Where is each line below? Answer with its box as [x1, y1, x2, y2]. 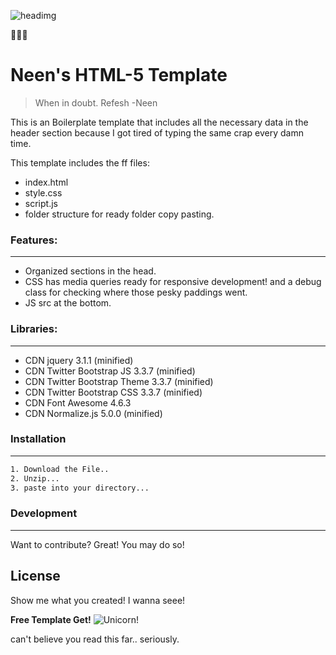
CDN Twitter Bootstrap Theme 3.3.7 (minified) [24, 375, 214, 387]
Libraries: [10, 322, 58, 336]
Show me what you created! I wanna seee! [10, 594, 186, 606]
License [10, 568, 61, 585]
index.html [24, 176, 69, 188]
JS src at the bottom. [24, 297, 112, 309]
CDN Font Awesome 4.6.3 [24, 396, 132, 409]
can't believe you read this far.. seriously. [10, 633, 180, 645]
